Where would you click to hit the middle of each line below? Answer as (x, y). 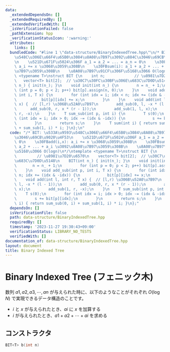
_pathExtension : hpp (31, 33)
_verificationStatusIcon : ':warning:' (51, 39)
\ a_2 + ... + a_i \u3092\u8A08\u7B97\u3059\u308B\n (71, 147)
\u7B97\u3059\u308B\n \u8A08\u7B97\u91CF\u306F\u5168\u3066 (82, 72)
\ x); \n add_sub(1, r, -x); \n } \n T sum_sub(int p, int (89, 189)
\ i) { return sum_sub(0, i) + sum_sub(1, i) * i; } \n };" (77, 203)
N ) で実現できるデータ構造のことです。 (46, 298)
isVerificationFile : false (38, 213)
